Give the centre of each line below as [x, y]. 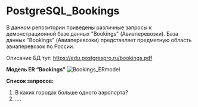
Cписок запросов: [30, 81]
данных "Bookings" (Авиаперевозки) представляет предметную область [99, 40]
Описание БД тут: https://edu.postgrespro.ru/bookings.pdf [79, 58]
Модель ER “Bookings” [36, 69]
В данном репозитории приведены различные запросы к [79, 27]
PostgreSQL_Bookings [63, 11]
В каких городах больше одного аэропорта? [71, 92]
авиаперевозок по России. [40, 46]
